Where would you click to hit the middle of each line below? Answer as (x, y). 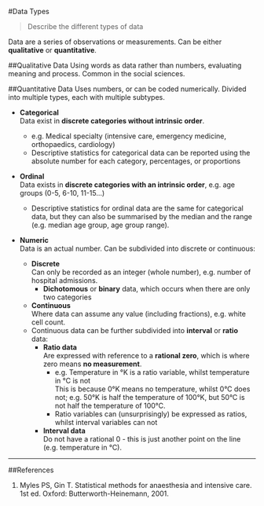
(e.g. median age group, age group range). (100, 225)
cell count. (48, 322)
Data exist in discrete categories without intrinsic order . (112, 121)
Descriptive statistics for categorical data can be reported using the (141, 153)
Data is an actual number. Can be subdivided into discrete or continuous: (137, 248)
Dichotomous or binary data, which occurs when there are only (147, 289)
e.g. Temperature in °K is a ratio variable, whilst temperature (152, 372)
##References (31, 470)
